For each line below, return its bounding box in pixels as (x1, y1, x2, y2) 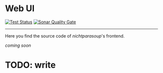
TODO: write (5, 59, 56, 71)
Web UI (5, 3, 35, 14)
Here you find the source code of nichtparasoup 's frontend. (5, 33, 125, 39)
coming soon (5, 42, 32, 48)
